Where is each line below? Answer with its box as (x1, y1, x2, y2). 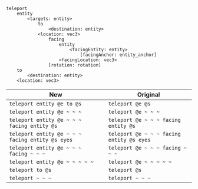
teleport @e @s (108, 101, 151, 107)
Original (137, 91, 160, 98)
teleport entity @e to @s (9, 101, 82, 107)
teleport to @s (9, 167, 52, 173)
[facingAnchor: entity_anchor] (80, 52, 157, 58)
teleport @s (108, 167, 142, 173)
